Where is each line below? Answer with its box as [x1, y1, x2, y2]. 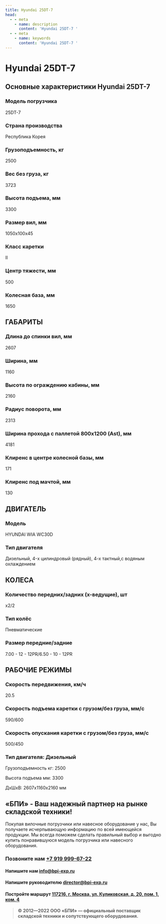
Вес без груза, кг [5, 171, 49, 178]
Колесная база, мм [5, 292, 55, 299]
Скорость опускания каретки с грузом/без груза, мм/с [5, 729, 149, 737]
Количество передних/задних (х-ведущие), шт [5, 591, 128, 598]
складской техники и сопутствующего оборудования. [17, 913, 139, 919]
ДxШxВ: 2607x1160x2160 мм [5, 785, 67, 791]
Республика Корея [5, 133, 46, 140]
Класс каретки [5, 243, 44, 250]
